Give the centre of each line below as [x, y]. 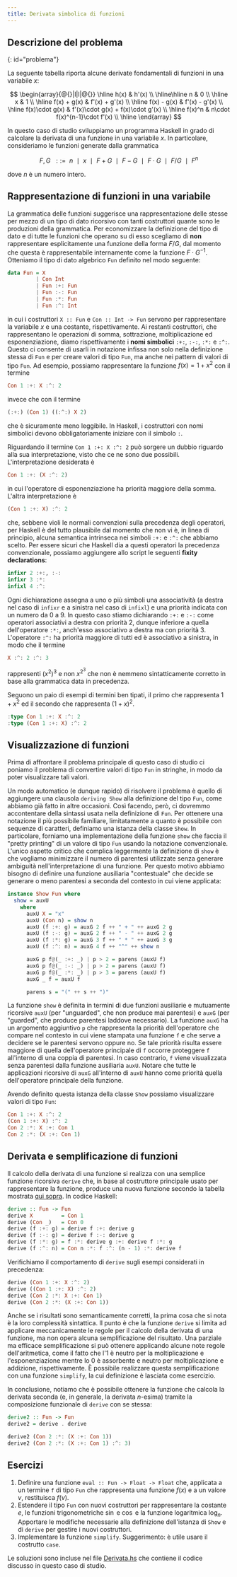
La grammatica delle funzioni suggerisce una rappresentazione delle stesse [118, 214]
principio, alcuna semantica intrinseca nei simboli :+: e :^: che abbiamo [113, 537]
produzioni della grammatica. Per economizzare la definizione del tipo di [112, 228]
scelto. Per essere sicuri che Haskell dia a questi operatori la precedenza [114, 545]
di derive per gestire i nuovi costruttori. [75, 1529]
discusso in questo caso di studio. [57, 1565]
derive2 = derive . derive [47, 1424]
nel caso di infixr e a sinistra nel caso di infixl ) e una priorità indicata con [117, 607]
